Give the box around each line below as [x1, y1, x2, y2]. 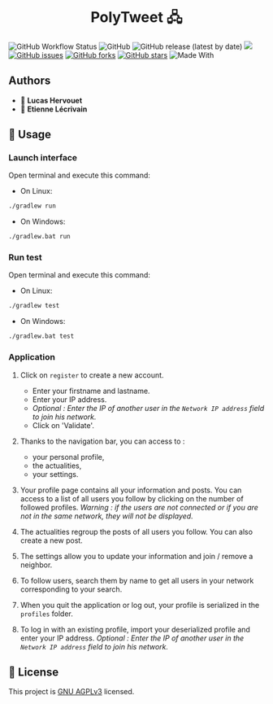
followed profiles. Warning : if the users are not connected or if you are [19, 502, 258, 512]
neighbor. [19, 560, 53, 570]
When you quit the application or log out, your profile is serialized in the [19, 600, 260, 610]
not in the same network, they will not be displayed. [19, 511, 193, 521]
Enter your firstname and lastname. [32, 386, 150, 396]
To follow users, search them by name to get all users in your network [19, 575, 254, 585]
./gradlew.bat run [8, 233, 71, 241]
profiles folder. [19, 609, 73, 619]
